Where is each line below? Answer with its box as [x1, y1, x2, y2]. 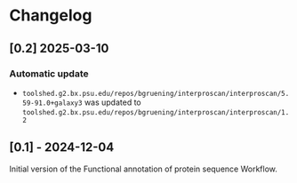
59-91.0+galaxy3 [21, 99, 83, 107]
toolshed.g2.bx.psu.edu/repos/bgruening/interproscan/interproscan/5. [21, 89, 290, 98]
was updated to [84, 97, 142, 107]
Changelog [9, 5, 92, 26]
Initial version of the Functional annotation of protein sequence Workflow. [9, 163, 277, 174]
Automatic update [9, 68, 89, 80]
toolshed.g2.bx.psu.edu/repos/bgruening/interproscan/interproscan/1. [21, 107, 290, 116]
